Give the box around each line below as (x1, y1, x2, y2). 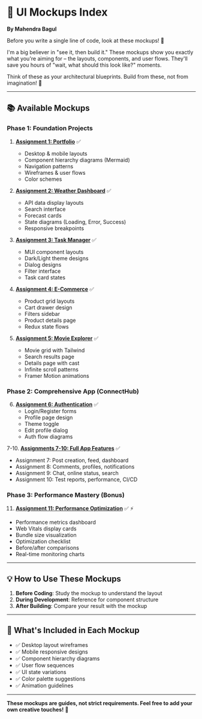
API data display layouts (24, 199, 84, 206)
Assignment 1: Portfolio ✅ (15, 138, 82, 145)
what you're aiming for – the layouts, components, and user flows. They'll (7, 55, 188, 62)
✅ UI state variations (15, 668, 67, 675)
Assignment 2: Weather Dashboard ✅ (15, 187, 111, 194)
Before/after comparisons (15, 544, 80, 551)
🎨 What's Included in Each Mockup (7, 625, 140, 636)
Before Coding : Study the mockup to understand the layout (15, 590, 162, 597)
